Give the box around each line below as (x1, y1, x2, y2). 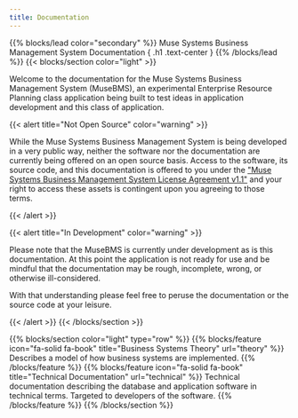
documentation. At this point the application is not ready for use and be (9, 254, 270, 264)
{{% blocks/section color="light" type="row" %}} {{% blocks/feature (9, 334, 262, 344)
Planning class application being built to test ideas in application (9, 92, 245, 103)
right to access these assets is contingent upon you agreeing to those (9, 183, 265, 193)
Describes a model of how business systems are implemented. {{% (9, 352, 256, 363)
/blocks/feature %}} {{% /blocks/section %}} (9, 399, 174, 410)
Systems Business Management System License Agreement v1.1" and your (9, 174, 283, 185)
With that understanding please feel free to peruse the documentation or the (9, 289, 289, 300)
